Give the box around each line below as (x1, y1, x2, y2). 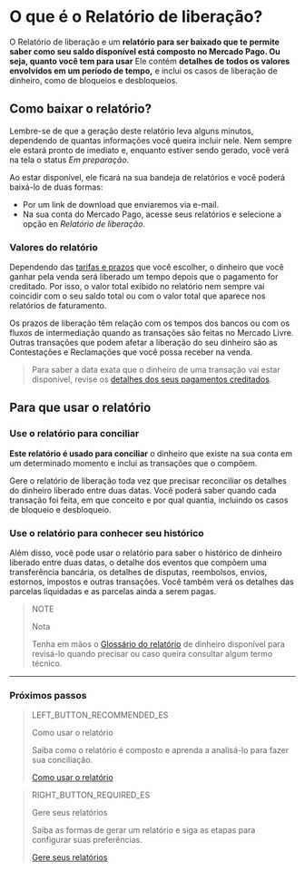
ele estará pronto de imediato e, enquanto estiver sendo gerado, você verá (9, 144, 290, 155)
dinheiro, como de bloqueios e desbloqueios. (9, 74, 179, 85)
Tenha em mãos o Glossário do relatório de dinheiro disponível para (31, 639, 286, 650)
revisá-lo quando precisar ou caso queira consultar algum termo (31, 649, 273, 660)
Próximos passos (9, 689, 87, 701)
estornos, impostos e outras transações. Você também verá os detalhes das (9, 576, 294, 587)
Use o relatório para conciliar (9, 427, 140, 440)
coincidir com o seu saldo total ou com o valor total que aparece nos (9, 290, 266, 301)
